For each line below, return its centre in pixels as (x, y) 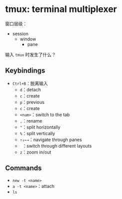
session (20, 33)
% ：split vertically (37, 133)
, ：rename (31, 120)
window (28, 39)
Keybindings (25, 71)
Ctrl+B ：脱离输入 (30, 83)
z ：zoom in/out (35, 152)
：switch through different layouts (57, 145)
